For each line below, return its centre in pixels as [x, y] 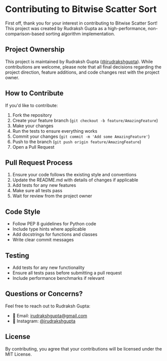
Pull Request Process [39, 162]
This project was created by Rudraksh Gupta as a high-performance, [76, 28]
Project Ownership [35, 49]
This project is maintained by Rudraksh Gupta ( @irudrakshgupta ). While [79, 62]
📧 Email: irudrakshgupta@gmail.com [50, 315]
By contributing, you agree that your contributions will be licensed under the [84, 348]
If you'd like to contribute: [32, 105]
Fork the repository [32, 115]
